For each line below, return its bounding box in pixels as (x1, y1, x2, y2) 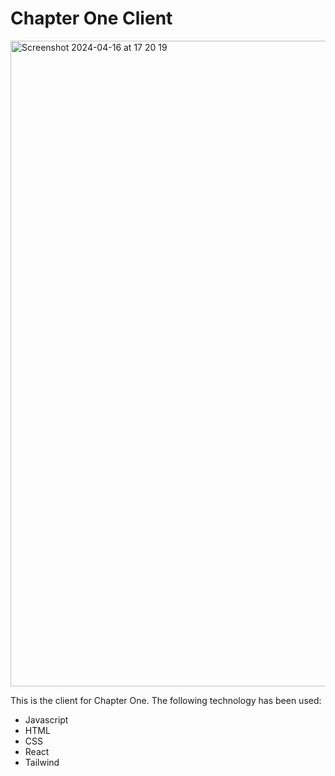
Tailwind (24, 756, 60, 768)
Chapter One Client (10, 7, 173, 30)
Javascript (24, 713, 69, 726)
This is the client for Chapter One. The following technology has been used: (10, 694, 322, 706)
